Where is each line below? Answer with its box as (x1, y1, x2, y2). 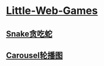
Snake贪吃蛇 (6, 29, 53, 39)
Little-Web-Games (6, 4, 98, 18)
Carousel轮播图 (6, 50, 63, 60)
